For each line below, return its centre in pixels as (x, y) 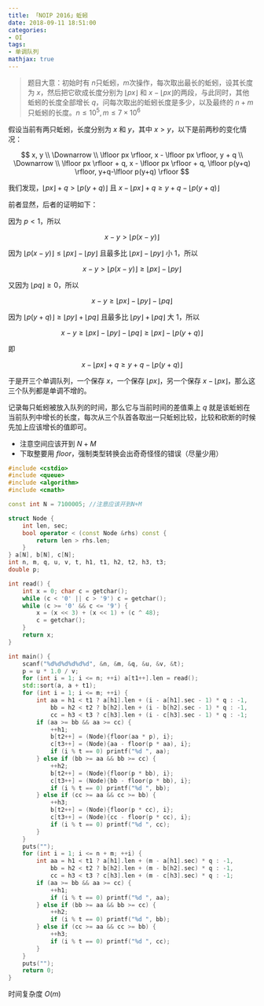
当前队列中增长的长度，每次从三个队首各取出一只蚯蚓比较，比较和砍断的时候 (132, 417)
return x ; (38, 635)
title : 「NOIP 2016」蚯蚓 (48, 15)
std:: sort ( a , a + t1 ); (59, 686)
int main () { (29, 656)
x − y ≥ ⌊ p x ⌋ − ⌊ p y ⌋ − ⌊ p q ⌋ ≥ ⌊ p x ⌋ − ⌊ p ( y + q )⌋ (132, 332)
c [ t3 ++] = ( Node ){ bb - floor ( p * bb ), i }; (121, 780)
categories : (27, 30)
